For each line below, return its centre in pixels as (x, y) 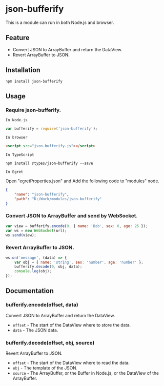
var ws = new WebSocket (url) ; (36, 231)
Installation (23, 70)
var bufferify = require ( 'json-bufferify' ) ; (51, 129)
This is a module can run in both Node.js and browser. (60, 22)
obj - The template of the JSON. (45, 368)
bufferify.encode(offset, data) (42, 305)
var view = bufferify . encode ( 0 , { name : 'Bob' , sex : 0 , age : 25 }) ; (77, 226)
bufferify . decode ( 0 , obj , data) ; (48, 267)
